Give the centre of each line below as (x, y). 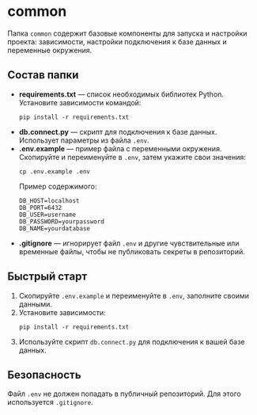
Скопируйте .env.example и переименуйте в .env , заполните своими (134, 295)
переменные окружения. (50, 50)
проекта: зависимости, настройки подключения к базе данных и (117, 41)
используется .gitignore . (50, 402)
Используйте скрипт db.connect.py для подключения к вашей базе (132, 341)
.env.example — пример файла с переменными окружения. (120, 148)
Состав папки (43, 75)
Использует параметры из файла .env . (84, 140)
